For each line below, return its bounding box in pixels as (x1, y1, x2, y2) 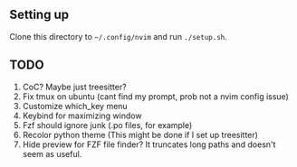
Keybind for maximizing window (22, 110, 142, 121)
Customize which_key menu (22, 100, 129, 111)
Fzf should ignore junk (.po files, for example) (22, 119, 193, 130)
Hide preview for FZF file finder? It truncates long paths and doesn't (22, 139, 276, 150)
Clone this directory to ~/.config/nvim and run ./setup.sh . (9, 31, 228, 42)
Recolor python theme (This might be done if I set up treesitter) (22, 129, 258, 140)
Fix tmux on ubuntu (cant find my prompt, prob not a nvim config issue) (22, 90, 290, 102)
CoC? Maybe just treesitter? (22, 81, 127, 92)
